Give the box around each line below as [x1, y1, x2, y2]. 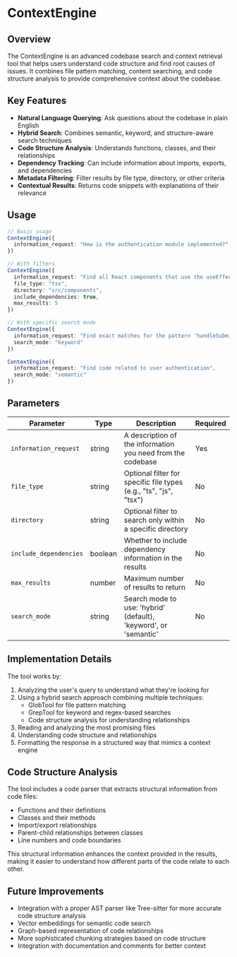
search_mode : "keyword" [13, 339, 83, 346]
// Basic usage [7, 228, 52, 235]
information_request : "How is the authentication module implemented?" [13, 241, 229, 248]
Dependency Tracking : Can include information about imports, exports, [17, 158, 227, 167]
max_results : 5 [13, 300, 59, 307]
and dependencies [17, 166, 73, 175]
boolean [90, 548, 118, 558]
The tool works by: [7, 671, 62, 680]
